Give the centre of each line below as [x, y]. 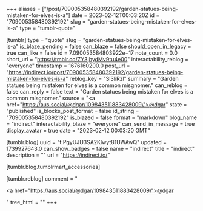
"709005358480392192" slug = [46, 22]
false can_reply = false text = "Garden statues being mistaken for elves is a [100, 92]
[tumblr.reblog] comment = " [42, 178]
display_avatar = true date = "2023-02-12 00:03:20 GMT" [78, 130]
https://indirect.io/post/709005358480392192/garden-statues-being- [96, 72]
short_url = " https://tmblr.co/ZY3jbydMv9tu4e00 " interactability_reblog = [98, 59]
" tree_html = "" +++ [32, 202]
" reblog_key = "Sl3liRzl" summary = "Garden [122, 79]
